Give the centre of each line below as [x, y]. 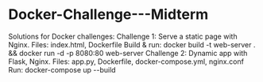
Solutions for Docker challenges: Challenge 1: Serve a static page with [123, 36]
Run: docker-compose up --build [62, 69]
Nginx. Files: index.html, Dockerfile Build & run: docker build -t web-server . [132, 44]
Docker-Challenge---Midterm [108, 15]
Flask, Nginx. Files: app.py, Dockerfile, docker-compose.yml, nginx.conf [126, 61]
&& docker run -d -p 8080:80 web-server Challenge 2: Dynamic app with [128, 53]
